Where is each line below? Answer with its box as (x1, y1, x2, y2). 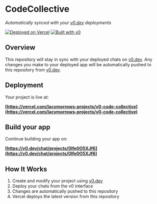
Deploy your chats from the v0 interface (12, 183, 93, 189)
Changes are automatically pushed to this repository (12, 188, 118, 194)
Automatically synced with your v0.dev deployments (5, 20, 111, 25)
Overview (5, 43, 36, 52)
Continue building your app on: (5, 136, 68, 142)
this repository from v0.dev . (5, 67, 61, 73)
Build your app (5, 123, 51, 131)
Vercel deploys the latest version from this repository (12, 194, 120, 200)
